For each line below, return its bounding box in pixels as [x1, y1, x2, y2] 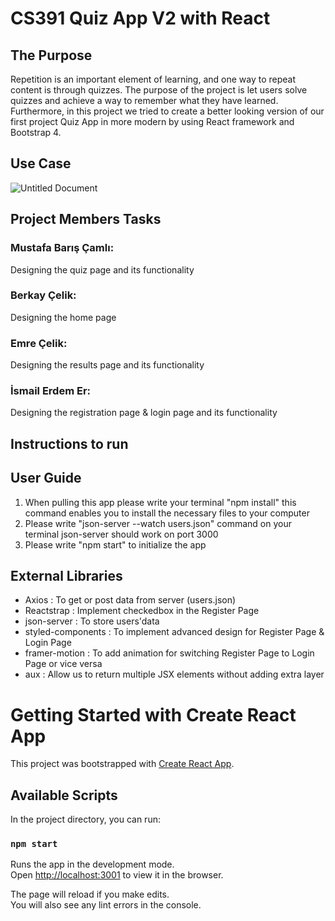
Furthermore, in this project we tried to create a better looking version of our [10, 105, 325, 117]
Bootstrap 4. [10, 127, 62, 138]
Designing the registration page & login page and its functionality [10, 407, 278, 419]
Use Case [10, 155, 72, 172]
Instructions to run [10, 435, 129, 452]
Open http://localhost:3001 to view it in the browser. [10, 869, 224, 881]
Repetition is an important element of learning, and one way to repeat [10, 73, 297, 85]
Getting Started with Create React [10, 703, 297, 726]
